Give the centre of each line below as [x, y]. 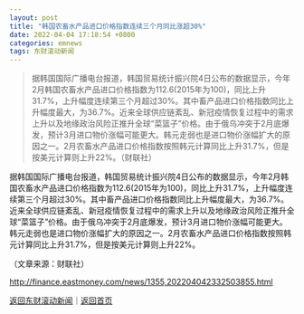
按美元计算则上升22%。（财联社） [94, 157]
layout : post [34, 18]
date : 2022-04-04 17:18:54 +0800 [72, 34]
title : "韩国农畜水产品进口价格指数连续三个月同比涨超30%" [108, 26]
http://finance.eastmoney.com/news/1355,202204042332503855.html [141, 282]
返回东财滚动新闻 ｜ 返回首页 [61, 300]
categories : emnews [46, 43]
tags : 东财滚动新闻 [42, 52]
